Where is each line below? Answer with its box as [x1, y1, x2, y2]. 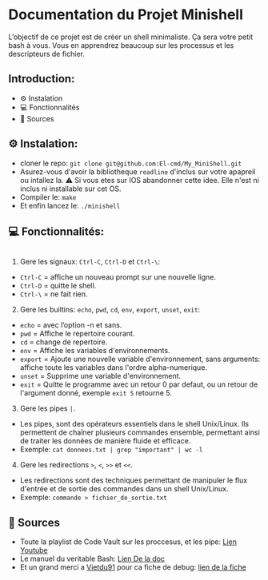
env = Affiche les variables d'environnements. [19, 346, 170, 356]
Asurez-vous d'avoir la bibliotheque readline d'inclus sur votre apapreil [19, 166, 256, 177]
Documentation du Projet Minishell [8, 6, 244, 24]
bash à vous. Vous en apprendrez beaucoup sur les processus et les [8, 40, 234, 50]
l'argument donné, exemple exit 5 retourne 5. [19, 388, 172, 398]
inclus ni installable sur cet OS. [19, 184, 122, 193]
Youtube [19, 546, 48, 555]
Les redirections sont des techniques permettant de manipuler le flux [19, 475, 248, 485]
